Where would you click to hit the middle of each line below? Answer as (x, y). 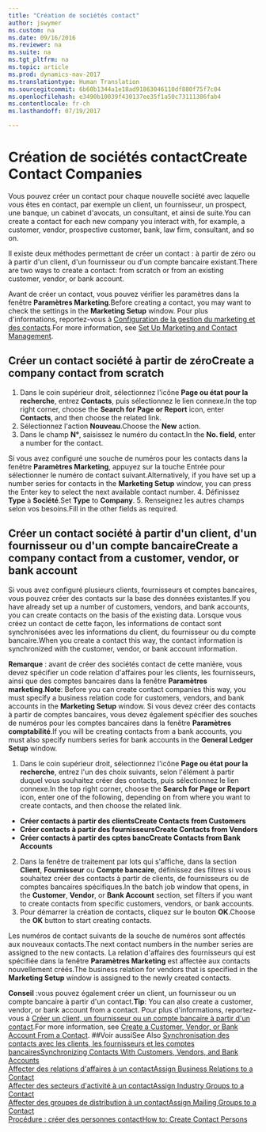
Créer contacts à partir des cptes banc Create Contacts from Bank (130, 838)
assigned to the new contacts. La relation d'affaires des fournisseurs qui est (132, 952)
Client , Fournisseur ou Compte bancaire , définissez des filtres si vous (135, 870)
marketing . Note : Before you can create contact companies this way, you (127, 689)
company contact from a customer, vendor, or (123, 558)
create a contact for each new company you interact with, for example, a (127, 221)
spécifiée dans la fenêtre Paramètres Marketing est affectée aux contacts (129, 961)
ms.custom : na (32, 30)
